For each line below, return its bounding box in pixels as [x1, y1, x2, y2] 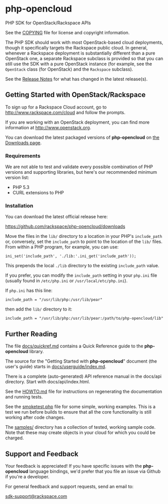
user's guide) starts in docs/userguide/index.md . [5, 364, 107, 370]
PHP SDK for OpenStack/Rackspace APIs [5, 20, 91, 26]
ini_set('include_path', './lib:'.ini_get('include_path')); [5, 254, 137, 259]
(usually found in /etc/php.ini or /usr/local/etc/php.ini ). [5, 278, 128, 284]
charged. [5, 435, 24, 441]
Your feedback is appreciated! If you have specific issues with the [5, 463, 142, 469]
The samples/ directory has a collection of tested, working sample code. [5, 424, 156, 430]
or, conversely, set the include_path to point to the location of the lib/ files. [5, 238, 162, 245]
